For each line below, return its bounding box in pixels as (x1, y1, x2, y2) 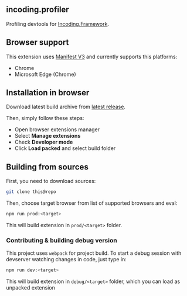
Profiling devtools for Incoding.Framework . (6, 20, 110, 27)
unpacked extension (6, 284, 56, 291)
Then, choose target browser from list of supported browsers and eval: (6, 199, 178, 207)
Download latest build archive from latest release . (6, 103, 126, 111)
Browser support (6, 38, 69, 48)
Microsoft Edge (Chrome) (14, 71, 76, 78)
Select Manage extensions (14, 132, 81, 139)
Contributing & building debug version (6, 236, 117, 244)
